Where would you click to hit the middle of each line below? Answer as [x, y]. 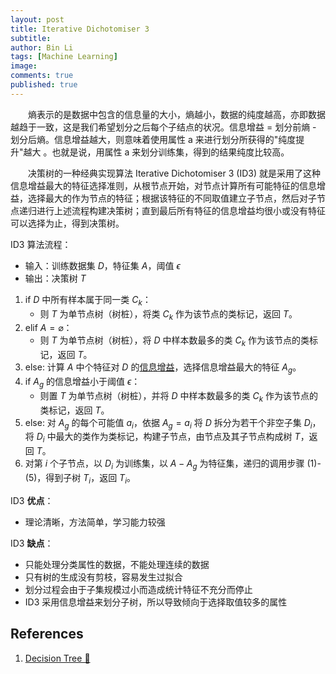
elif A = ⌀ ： [48, 328]
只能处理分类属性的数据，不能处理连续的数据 [117, 564]
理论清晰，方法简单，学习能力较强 [95, 522]
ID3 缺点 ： [32, 543]
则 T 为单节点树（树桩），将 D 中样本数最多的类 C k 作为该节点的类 [174, 341]
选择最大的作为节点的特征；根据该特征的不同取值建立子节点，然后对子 [172, 198]
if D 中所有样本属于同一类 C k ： [88, 300]
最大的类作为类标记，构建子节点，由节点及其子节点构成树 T [178, 437]
